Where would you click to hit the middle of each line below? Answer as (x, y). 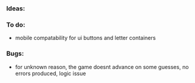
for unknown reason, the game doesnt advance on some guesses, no (102, 67)
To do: (16, 24)
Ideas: (16, 8)
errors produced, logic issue (50, 73)
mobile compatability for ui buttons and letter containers (85, 38)
